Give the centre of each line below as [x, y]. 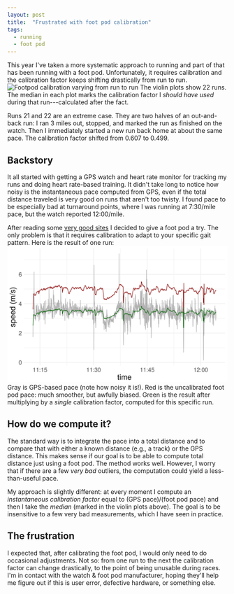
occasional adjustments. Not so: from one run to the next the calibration [111, 560]
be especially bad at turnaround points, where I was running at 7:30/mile [111, 206]
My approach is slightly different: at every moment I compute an [100, 492]
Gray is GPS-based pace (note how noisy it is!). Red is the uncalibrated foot [116, 387]
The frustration [41, 536]
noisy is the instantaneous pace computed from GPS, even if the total [107, 192]
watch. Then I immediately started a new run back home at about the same [115, 131]
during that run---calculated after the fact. [68, 102]
